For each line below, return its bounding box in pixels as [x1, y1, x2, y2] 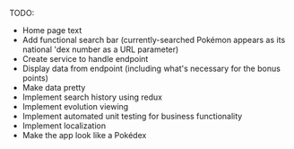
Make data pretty [22, 83, 86, 92]
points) [22, 73, 49, 83]
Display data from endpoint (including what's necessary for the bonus [22, 63, 281, 74]
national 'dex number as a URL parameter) [22, 44, 179, 55]
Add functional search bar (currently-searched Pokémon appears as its [22, 35, 286, 45]
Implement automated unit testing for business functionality [22, 111, 243, 121]
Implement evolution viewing [22, 101, 129, 111]
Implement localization [22, 120, 106, 131]
